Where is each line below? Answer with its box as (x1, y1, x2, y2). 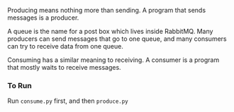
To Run (7, 80, 32, 90)
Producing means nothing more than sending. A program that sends (7, 6, 206, 14)
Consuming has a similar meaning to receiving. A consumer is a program (7, 56, 220, 64)
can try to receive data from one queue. (7, 42, 124, 50)
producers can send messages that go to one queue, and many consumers (7, 35, 227, 43)
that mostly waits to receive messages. (7, 63, 122, 71)
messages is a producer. (7, 13, 79, 22)
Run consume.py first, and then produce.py (7, 97, 129, 105)
